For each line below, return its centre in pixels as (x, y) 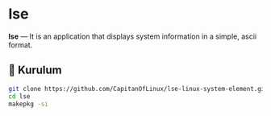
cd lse (19, 96)
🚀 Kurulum (35, 70)
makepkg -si (28, 104)
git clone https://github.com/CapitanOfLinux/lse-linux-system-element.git (138, 89)
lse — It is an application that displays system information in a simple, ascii (132, 36)
